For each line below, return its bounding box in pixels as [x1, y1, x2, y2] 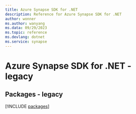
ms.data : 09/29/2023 [5, 26, 48, 30]
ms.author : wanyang [5, 21, 45, 26]
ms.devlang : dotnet [5, 35, 45, 40]
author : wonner [5, 16, 36, 21]
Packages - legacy [5, 90, 63, 99]
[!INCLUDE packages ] [5, 103, 50, 109]
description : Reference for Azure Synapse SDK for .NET [5, 12, 122, 17]
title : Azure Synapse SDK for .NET [5, 7, 78, 12]
